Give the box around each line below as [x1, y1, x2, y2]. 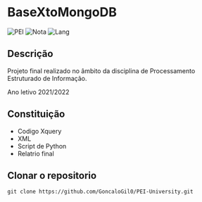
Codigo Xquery [17, 127, 62, 135]
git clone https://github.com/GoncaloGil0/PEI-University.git [7, 188, 194, 196]
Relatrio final [17, 149, 54, 158]
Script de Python [17, 141, 67, 150]
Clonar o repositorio [7, 170, 97, 182]
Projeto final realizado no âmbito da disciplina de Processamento [7, 66, 196, 75]
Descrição [7, 48, 53, 60]
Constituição [7, 108, 65, 120]
